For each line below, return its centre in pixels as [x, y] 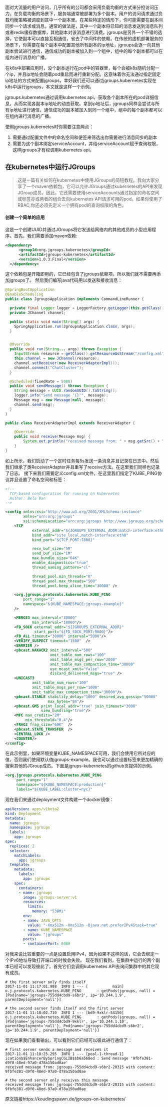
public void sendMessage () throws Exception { [59, 386]
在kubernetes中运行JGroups [50, 167]
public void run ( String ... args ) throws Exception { [66, 349]
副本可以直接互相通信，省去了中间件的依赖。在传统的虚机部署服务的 [92, 38]
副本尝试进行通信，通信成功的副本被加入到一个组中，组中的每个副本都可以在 [84, 51]
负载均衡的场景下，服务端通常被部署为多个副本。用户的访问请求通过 [88, 13]
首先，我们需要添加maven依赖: [45, 236]
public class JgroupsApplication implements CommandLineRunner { [74, 299]
